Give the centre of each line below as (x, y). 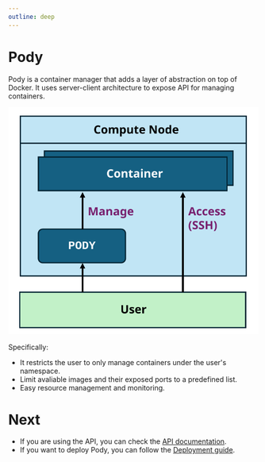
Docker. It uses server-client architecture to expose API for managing (121, 87)
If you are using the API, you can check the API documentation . (123, 441)
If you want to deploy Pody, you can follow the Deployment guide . (127, 450)
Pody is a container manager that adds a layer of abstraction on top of (123, 79)
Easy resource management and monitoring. (92, 387)
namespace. (40, 371)
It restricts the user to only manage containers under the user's (123, 362)
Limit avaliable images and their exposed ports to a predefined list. (129, 379)
